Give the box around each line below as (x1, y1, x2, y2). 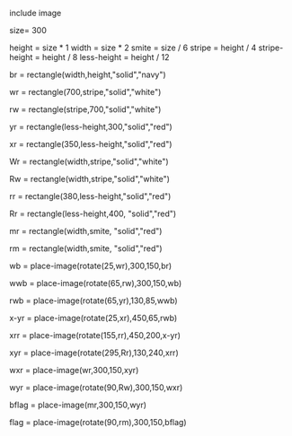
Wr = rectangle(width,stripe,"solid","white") (9, 156, 169, 167)
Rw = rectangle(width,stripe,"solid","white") (9, 174, 171, 184)
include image (9, 8, 62, 18)
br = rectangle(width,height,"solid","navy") (9, 69, 166, 80)
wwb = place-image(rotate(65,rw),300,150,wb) (9, 278, 182, 288)
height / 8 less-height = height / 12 (41, 52, 170, 62)
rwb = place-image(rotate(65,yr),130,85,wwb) (9, 295, 178, 306)
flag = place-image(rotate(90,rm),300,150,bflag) (9, 417, 187, 427)
